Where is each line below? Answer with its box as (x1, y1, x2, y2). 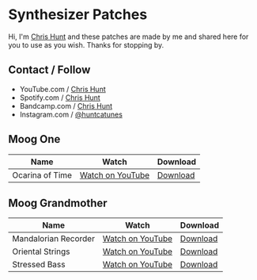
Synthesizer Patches (8, 6, 148, 24)
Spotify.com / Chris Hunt (19, 93, 100, 102)
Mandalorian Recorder (12, 233, 95, 244)
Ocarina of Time (12, 169, 73, 180)
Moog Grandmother (8, 196, 108, 209)
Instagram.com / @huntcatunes (19, 109, 123, 119)
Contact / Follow (8, 63, 91, 77)
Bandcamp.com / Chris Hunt (19, 101, 113, 110)
